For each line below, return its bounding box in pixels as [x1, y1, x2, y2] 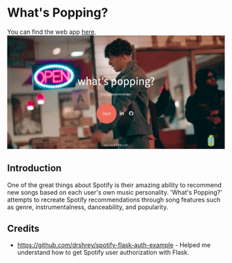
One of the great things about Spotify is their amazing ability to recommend [7, 181, 222, 189]
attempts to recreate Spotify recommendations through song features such [7, 195, 221, 204]
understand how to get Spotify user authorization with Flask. [17, 249, 190, 257]
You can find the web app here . [7, 28, 97, 36]
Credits [7, 222, 40, 234]
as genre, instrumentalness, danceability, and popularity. [7, 202, 168, 211]
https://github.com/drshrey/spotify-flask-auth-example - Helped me [17, 241, 211, 249]
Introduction [7, 162, 62, 174]
